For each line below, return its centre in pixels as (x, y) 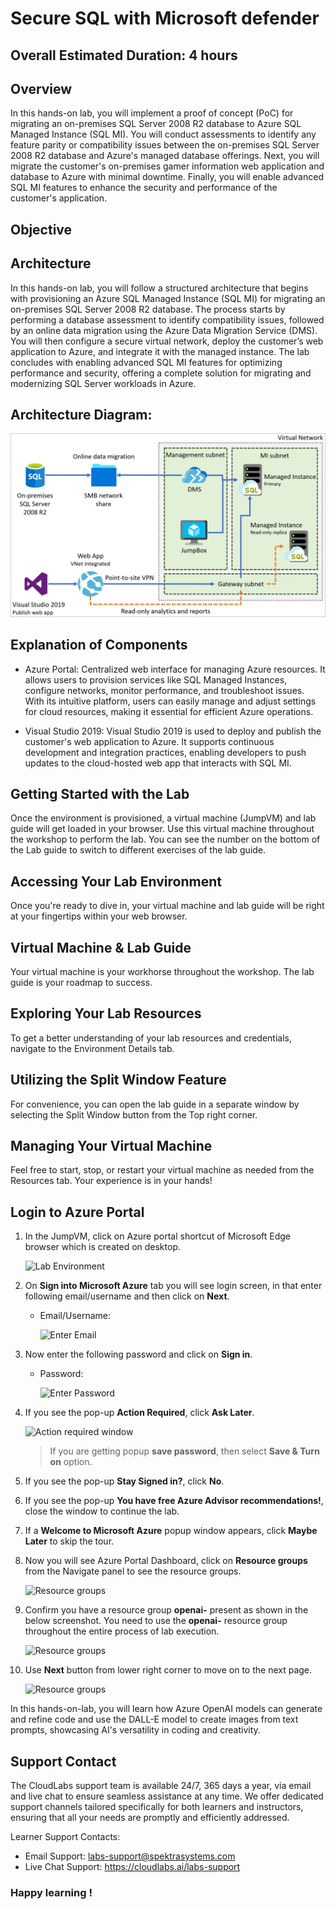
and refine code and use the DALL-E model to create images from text (154, 1719)
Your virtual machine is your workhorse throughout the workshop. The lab (162, 971)
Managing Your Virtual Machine (111, 1146)
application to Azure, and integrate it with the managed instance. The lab (160, 351)
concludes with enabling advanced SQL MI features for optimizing (146, 362)
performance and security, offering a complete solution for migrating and (161, 373)
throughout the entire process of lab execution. (122, 1631)
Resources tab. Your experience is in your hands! (111, 1181)
